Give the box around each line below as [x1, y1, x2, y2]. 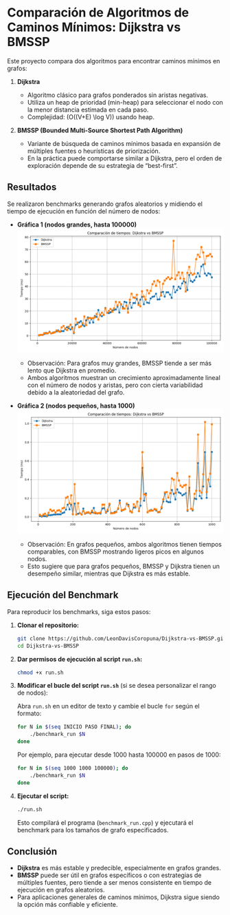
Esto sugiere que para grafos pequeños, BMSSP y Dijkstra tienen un [27, 562, 220, 570]
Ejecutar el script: [16, 792, 69, 800]
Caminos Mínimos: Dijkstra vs [7, 19, 181, 35]
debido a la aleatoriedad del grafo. [27, 388, 125, 397]
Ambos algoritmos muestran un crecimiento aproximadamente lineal [27, 373, 221, 381]
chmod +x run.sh [16, 669, 64, 676]
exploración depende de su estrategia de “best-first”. [27, 161, 179, 169]
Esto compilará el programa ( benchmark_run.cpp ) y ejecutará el [16, 818, 194, 827]
